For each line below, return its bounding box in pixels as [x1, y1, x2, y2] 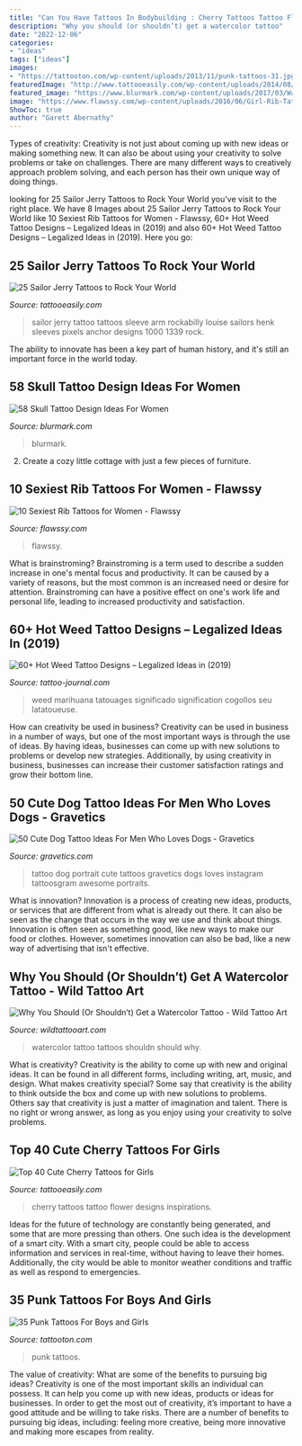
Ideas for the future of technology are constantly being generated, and [9, 1218, 271, 1229]
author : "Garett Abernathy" [9, 113, 115, 122]
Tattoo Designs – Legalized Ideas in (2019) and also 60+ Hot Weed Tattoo [9, 222, 281, 234]
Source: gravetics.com [9, 851, 93, 861]
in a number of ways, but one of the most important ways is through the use [9, 731, 290, 742]
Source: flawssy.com [9, 522, 88, 533]
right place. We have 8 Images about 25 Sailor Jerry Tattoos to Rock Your [9, 203, 281, 214]
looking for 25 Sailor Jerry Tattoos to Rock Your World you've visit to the [9, 194, 277, 205]
